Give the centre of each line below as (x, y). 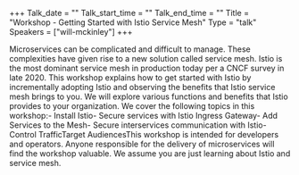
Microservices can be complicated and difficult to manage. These (130, 49)
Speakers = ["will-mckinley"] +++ (71, 32)
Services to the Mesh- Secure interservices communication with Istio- (138, 125)
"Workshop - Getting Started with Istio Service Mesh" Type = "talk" (133, 22)
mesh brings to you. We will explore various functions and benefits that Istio (149, 96)
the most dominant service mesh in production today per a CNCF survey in (147, 68)
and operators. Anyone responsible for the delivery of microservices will (142, 144)
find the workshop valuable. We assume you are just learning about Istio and (150, 154)
